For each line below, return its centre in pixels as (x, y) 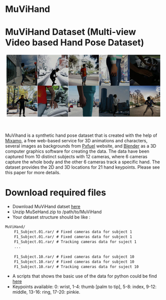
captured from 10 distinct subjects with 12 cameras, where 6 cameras (76, 157)
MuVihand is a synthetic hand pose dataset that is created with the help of (81, 135)
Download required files (56, 193)
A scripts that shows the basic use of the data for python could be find (84, 276)
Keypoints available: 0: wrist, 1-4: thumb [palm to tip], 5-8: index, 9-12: (84, 287)
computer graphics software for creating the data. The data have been (77, 151)
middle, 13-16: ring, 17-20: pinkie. (46, 292)
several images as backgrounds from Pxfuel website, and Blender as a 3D (81, 146)
